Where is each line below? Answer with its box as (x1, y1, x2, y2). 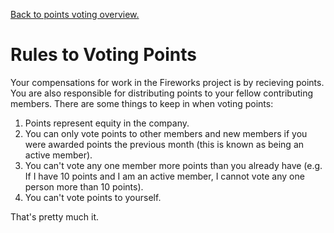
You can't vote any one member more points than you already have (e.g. (24, 159, 323, 171)
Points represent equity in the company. (24, 117, 190, 129)
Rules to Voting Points (10, 44, 197, 66)
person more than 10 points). (24, 180, 144, 193)
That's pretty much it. (10, 210, 100, 223)
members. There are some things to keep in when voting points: (10, 97, 274, 109)
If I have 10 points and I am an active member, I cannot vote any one (24, 170, 305, 182)
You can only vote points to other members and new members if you (24, 127, 308, 139)
